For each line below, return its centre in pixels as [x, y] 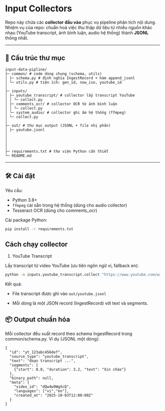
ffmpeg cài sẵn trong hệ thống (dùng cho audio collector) [69, 205]
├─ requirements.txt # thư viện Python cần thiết [57, 151]
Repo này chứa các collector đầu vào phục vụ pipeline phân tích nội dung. [81, 22]
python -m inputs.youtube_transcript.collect [52, 275]
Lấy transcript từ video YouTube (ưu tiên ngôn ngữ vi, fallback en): [72, 266]
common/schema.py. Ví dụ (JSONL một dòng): [52, 339]
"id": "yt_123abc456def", [36, 352]
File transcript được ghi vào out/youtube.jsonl [59, 294]
